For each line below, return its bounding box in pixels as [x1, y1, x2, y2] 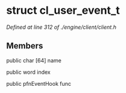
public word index [6, 68, 51, 76]
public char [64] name [6, 56, 61, 64]
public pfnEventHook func [6, 80, 71, 87]
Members [6, 41, 43, 51]
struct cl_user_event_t [6, 4, 120, 17]
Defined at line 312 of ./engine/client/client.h [6, 23, 116, 31]
